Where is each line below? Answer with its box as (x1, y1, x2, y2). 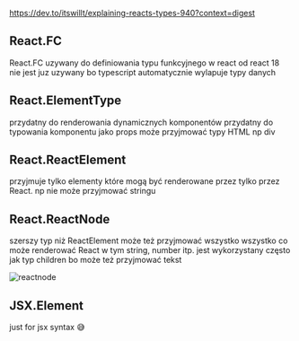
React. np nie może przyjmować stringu (9, 186, 156, 197)
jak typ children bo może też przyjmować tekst (9, 255, 182, 266)
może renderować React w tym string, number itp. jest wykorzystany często (9, 245, 291, 256)
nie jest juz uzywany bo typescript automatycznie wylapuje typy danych (9, 66, 277, 77)
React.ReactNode (9, 211, 110, 227)
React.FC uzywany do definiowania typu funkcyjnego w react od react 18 (9, 57, 280, 68)
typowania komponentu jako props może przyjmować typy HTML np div (9, 126, 276, 137)
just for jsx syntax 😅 (9, 322, 85, 333)
